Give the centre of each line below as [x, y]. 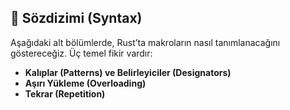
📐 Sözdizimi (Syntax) [76, 18]
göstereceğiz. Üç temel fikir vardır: [81, 53]
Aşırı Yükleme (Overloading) [85, 83]
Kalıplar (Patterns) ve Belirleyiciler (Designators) [128, 72]
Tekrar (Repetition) [65, 93]
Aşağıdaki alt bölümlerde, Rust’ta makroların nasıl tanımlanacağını [145, 42]
